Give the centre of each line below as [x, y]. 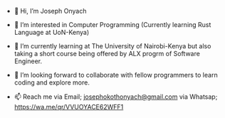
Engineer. [28, 61]
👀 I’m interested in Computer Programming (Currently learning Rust [112, 25]
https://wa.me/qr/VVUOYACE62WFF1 [69, 107]
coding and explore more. [52, 82]
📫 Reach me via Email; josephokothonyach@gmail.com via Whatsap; [116, 97]
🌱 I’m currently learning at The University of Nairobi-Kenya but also [112, 46]
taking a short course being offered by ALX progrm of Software [107, 54]
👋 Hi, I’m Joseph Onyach [50, 11]
